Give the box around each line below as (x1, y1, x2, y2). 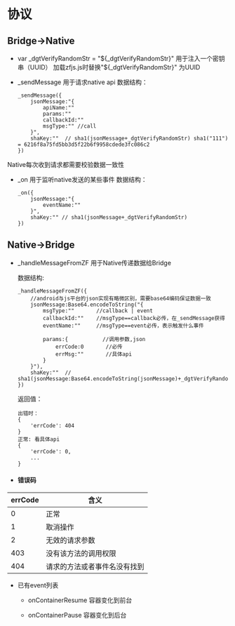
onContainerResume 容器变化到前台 (27, 596, 132, 604)
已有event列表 (17, 581, 59, 590)
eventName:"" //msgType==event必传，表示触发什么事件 (43, 322, 205, 329)
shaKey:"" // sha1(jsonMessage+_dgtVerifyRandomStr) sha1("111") (30, 135, 229, 142)
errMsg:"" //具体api (55, 350, 132, 358)
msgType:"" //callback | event (43, 307, 153, 314)
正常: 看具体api (17, 436, 60, 443)
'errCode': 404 (30, 422, 75, 429)
